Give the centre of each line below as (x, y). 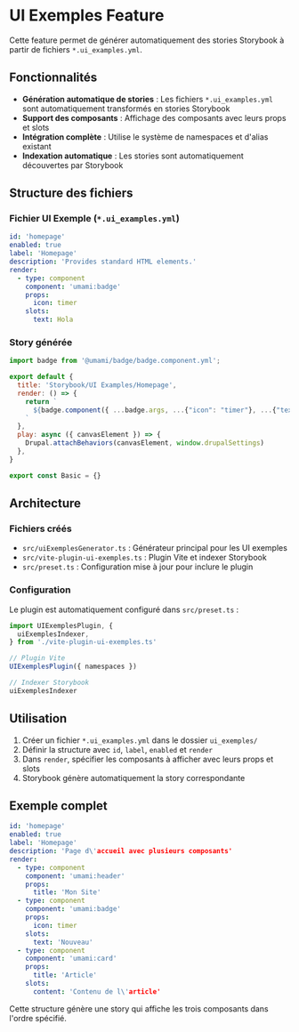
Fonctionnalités (53, 78)
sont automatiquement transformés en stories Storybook (126, 109)
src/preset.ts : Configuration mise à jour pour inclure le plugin (137, 567)
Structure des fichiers (71, 193)
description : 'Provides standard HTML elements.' (103, 262)
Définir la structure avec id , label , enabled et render (117, 749)
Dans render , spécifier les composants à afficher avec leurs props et (148, 759)
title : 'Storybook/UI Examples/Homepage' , (97, 385)
